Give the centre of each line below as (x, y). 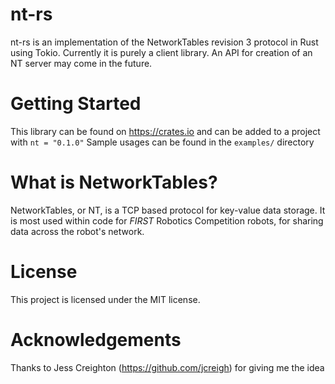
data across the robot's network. (77, 231)
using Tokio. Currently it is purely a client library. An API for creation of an (161, 52)
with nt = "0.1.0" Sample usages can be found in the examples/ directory (162, 142)
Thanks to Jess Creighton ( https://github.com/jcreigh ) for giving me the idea (167, 367)
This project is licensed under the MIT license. (105, 299)
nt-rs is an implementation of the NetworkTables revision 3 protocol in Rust (164, 42)
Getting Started (76, 104)
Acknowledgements (96, 339)
